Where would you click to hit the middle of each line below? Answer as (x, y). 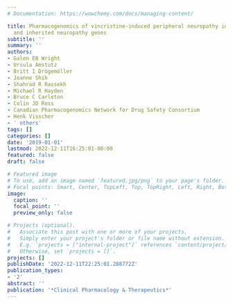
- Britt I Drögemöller (40, 71)
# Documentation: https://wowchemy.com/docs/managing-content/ (101, 14)
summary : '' (24, 46)
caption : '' (31, 200)
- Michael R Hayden (35, 91)
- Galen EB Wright (34, 59)
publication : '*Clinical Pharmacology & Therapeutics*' (89, 290)
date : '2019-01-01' (35, 142)
